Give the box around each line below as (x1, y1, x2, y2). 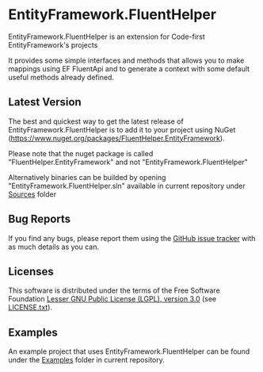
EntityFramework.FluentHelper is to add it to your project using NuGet (8, 125, 236, 134)
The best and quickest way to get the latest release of (8, 117, 184, 126)
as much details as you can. (8, 242, 99, 251)
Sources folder (8, 189, 57, 199)
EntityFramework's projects (8, 40, 98, 49)
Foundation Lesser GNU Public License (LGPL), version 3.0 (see (8, 294, 217, 304)
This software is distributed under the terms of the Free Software (8, 286, 220, 295)
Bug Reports (8, 213, 71, 226)
